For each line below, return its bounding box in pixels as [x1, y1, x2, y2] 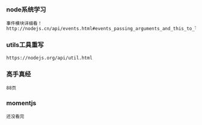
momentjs [6, 99, 37, 107]
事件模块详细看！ [6, 20, 43, 26]
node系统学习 [6, 5, 46, 13]
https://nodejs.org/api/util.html [6, 55, 93, 61]
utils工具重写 [6, 41, 44, 49]
